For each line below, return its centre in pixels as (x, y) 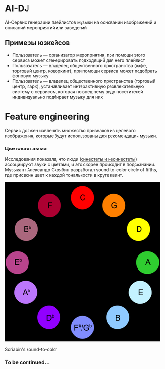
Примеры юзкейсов (38, 43)
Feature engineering (47, 117)
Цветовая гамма (26, 148)
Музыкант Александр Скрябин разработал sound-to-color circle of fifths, (81, 169)
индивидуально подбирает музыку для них (57, 97)
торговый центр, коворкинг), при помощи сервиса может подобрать (84, 71)
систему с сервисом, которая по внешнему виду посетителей (78, 91)
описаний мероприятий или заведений (46, 27)
